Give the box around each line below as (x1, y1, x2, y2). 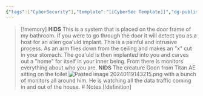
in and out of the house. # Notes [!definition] (20, 83, 131, 91)
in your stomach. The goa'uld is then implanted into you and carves (20, 51, 189, 58)
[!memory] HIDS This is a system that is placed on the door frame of (20, 25, 191, 33)
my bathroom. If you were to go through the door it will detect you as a (20, 31, 197, 39)
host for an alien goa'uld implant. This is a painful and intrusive (20, 38, 178, 45)
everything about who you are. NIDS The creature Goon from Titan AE (20, 64, 196, 71)
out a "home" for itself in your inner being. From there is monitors (20, 57, 184, 65)
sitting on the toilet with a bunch (20, 70, 196, 77)
